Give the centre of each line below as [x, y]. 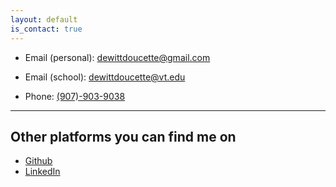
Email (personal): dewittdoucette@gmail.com [117, 57]
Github [38, 161]
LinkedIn [42, 172]
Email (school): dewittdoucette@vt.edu [105, 77]
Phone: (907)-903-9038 [75, 96]
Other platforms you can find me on [123, 136]
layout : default [44, 19]
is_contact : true [46, 29]
